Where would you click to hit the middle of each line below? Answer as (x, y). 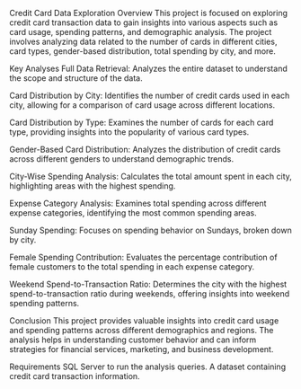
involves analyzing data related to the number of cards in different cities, (143, 41)
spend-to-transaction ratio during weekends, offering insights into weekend (150, 294)
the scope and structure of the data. (76, 78)
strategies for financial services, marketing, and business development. (142, 349)
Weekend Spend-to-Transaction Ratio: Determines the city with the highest (148, 284)
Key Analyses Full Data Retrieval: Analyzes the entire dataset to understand (148, 68)
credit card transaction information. (75, 376)
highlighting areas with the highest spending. (93, 186)
